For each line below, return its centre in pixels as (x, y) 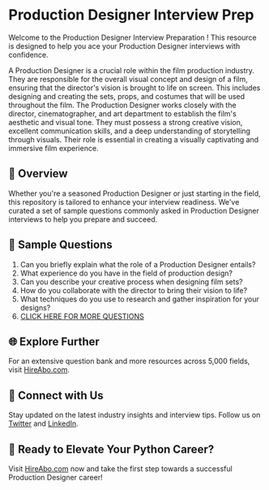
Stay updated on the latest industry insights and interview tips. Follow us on (134, 415)
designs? (35, 307)
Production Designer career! (56, 477)
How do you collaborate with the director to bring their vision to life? (134, 290)
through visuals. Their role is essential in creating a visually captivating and (134, 139)
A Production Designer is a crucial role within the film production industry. (132, 70)
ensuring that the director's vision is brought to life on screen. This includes (134, 88)
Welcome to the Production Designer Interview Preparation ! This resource (132, 37)
